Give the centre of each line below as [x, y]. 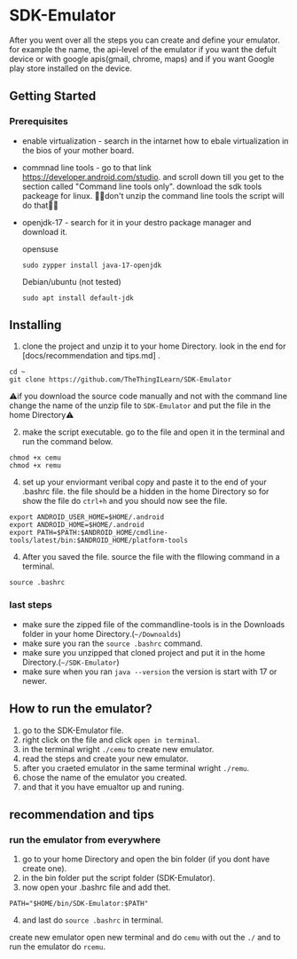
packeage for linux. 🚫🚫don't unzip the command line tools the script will [153, 195]
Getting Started [53, 96]
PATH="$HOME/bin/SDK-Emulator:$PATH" [79, 904]
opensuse [40, 248]
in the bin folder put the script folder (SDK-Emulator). [118, 878]
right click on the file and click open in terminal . [111, 739]
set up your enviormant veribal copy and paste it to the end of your [145, 482]
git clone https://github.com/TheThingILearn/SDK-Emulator [121, 380]
